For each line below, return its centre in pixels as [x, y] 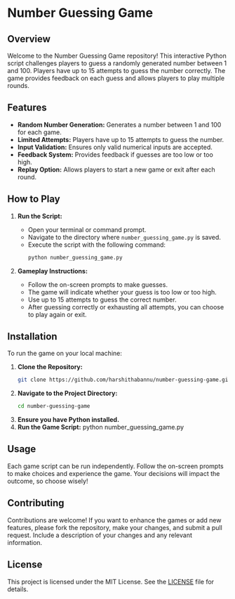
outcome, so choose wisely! [48, 481]
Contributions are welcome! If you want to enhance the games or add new [114, 520]
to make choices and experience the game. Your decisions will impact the [114, 473]
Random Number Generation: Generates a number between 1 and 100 [119, 124]
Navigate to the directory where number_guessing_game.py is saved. [124, 237]
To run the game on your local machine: [65, 354]
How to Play [34, 199]
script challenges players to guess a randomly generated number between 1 [117, 63]
